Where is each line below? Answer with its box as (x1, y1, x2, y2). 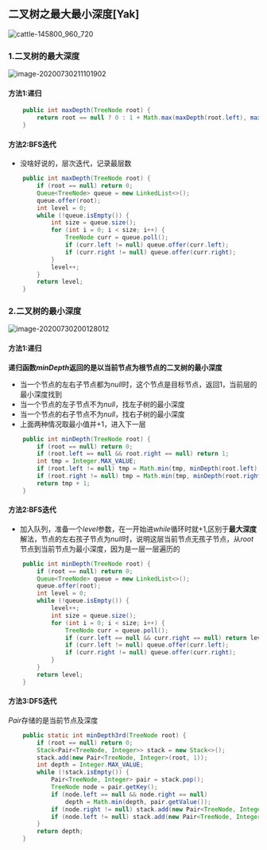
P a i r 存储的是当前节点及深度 (8, 715, 99, 725)
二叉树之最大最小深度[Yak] (8, 7, 140, 21)
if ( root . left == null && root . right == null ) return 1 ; (37, 450, 230, 458)
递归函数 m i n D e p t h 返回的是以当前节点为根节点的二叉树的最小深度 (8, 363, 222, 372)
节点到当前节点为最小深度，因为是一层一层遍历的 (19, 544, 180, 553)
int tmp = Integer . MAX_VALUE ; (37, 457, 137, 465)
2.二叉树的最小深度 (8, 305, 82, 316)
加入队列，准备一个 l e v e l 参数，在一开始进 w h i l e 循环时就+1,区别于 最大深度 (19, 524, 257, 534)
